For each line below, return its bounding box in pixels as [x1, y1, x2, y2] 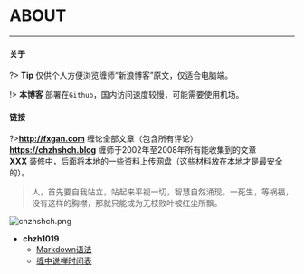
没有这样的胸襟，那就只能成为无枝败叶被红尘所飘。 [31, 198, 223, 209]
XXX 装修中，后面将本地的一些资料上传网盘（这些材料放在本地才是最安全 [9, 156, 283, 167]
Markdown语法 [35, 244, 92, 255]
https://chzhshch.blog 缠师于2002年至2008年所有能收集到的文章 [9, 145, 257, 156]
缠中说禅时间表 [35, 255, 92, 267]
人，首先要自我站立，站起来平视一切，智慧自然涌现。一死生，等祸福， [31, 186, 294, 197]
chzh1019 [22, 233, 60, 244]
